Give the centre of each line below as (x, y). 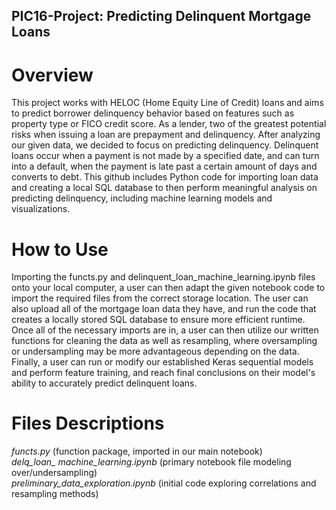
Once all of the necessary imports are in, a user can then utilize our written (165, 330)
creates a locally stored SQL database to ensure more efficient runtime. (158, 320)
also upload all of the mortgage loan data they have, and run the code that (164, 309)
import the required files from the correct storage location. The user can (160, 298)
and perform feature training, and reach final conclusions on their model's (163, 373)
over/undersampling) (54, 473)
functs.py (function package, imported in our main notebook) (137, 451)
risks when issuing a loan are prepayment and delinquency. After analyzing (166, 135)
